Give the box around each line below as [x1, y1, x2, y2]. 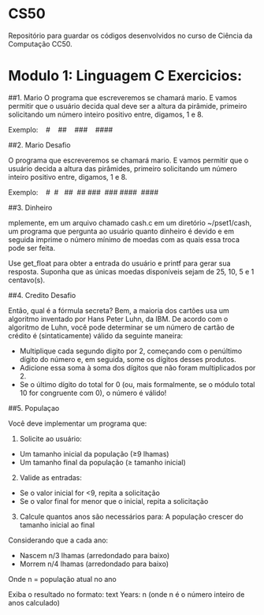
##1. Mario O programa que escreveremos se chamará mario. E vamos [8, 92, 238, 102]
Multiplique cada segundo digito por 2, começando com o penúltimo [19, 346, 243, 356]
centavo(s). [8, 275, 46, 285]
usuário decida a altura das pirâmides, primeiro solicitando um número [8, 163, 238, 173]
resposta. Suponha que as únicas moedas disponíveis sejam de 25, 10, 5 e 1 [8, 266, 255, 276]
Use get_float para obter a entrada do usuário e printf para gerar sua [8, 258, 231, 268]
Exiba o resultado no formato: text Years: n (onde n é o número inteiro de [8, 589, 245, 599]
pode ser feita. [8, 243, 56, 252]
